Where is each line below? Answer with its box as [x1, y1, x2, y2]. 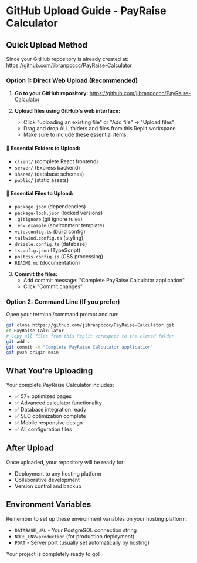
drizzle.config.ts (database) [14, 240, 87, 247]
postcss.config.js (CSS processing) [14, 252, 104, 259]
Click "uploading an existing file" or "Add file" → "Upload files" [23, 119, 175, 126]
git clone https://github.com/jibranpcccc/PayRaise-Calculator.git [6, 322, 175, 328]
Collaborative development [14, 476, 80, 483]
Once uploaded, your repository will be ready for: [6, 459, 125, 466]
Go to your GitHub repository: [14, 90, 89, 97]
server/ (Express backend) [14, 164, 80, 171]
